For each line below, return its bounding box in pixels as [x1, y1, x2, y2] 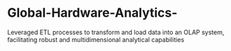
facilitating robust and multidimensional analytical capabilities [7, 35, 185, 43]
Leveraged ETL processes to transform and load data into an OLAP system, [7, 28, 225, 36]
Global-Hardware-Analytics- [7, 5, 178, 21]
